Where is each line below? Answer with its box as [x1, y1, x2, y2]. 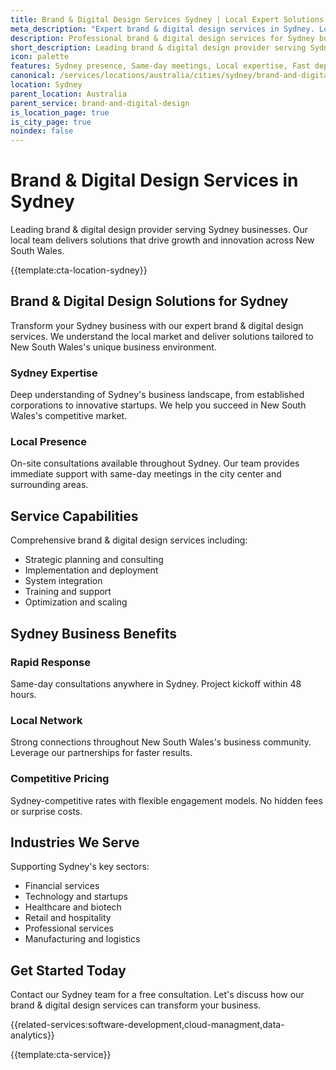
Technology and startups [24, 891, 128, 903]
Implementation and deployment [24, 564, 159, 576]
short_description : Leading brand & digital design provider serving [10, 42, 307, 53]
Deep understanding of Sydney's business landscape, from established [10, 389, 305, 401]
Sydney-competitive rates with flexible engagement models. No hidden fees [10, 794, 323, 806]
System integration [24, 575, 103, 587]
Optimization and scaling [24, 596, 128, 608]
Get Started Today [10, 962, 127, 979]
